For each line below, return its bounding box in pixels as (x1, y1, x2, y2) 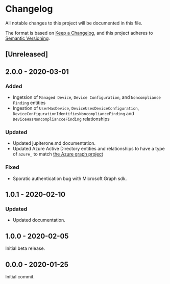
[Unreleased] (5, 50, 48, 59)
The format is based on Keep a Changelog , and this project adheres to (5, 30, 153, 36)
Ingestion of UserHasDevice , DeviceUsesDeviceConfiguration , (12, 105, 139, 111)
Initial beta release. (5, 245, 45, 251)
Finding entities (12, 100, 46, 106)
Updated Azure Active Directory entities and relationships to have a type (12, 146, 165, 152)
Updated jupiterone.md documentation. (12, 140, 96, 146)
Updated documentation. (12, 217, 65, 223)
